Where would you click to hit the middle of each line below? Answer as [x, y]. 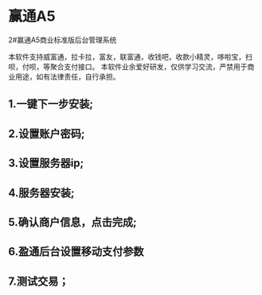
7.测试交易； [39, 281]
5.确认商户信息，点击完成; [72, 222]
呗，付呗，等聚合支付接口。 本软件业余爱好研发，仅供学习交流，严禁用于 [128, 66]
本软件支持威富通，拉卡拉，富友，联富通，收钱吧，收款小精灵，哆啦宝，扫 [130, 56]
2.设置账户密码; [47, 133]
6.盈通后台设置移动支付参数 [76, 252]
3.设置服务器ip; [46, 163]
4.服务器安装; [41, 193]
